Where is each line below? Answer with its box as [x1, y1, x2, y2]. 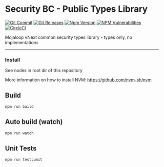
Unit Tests [5, 144, 37, 152]
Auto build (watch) [5, 118, 63, 126]
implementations [5, 39, 39, 45]
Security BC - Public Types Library [5, 3, 148, 15]
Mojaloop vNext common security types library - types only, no [5, 34, 133, 40]
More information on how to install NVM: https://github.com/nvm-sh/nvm [5, 77, 152, 83]
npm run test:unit [5, 157, 42, 162]
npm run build [5, 104, 34, 109]
